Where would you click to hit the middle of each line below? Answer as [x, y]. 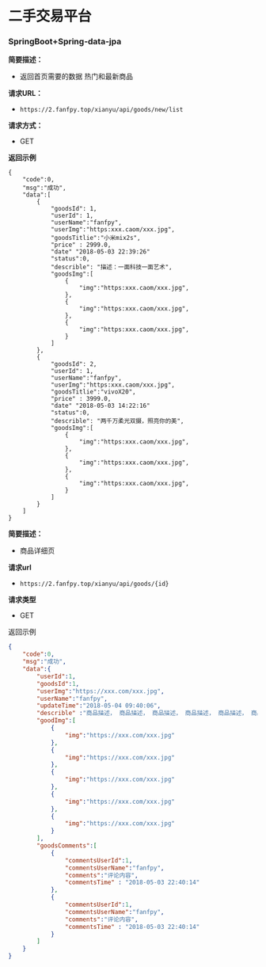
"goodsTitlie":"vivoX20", [93, 392]
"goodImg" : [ [57, 721]
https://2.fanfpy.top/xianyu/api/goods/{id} [94, 584]
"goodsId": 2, [74, 364]
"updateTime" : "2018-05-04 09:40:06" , [99, 706]
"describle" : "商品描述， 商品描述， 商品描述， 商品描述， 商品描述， [142, 714]
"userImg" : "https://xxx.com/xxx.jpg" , [101, 691]
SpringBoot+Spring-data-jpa [65, 42]
